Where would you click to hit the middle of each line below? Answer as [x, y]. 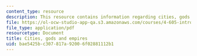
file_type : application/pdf [40, 28]
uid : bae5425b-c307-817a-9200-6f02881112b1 [60, 44]
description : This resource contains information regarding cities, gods [98, 17]
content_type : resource [35, 11]
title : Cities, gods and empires [47, 38]
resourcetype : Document [35, 33]
